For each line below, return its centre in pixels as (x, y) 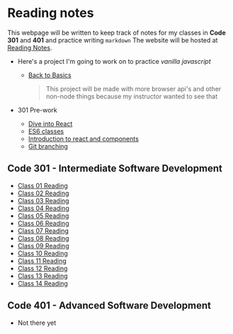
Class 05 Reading (43, 215)
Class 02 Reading (43, 193)
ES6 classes (46, 131)
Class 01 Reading (43, 185)
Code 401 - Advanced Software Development (109, 306)
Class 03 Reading (43, 200)
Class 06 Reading (43, 223)
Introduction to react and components (84, 139)
